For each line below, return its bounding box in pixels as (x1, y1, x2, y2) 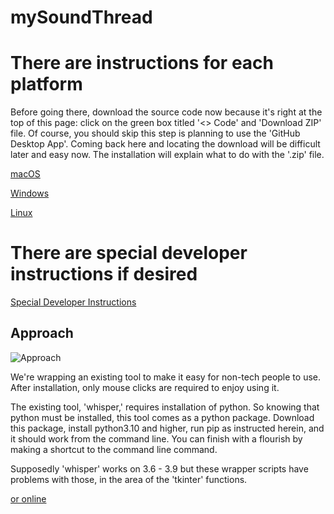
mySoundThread (10, 6, 153, 29)
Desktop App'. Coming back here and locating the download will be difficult (10, 138, 321, 150)
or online (10, 492, 47, 505)
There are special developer (10, 242, 248, 265)
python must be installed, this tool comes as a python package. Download (10, 411, 315, 423)
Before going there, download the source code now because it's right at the (10, 106, 323, 118)
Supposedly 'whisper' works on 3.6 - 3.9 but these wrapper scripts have (10, 462, 309, 475)
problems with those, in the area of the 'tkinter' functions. (10, 473, 248, 485)
